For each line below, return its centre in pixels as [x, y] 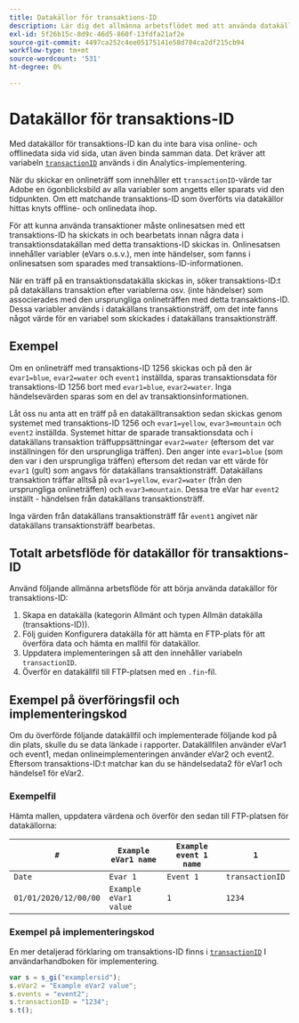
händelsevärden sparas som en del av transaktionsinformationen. [129, 396]
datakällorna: [33, 825]
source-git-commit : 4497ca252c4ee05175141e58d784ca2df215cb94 [127, 42]
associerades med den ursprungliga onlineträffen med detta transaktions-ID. [149, 299]
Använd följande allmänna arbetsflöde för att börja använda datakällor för [144, 589]
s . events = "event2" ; [49, 994]
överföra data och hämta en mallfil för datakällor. [111, 644]
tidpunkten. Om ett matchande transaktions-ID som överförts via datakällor [146, 199]
